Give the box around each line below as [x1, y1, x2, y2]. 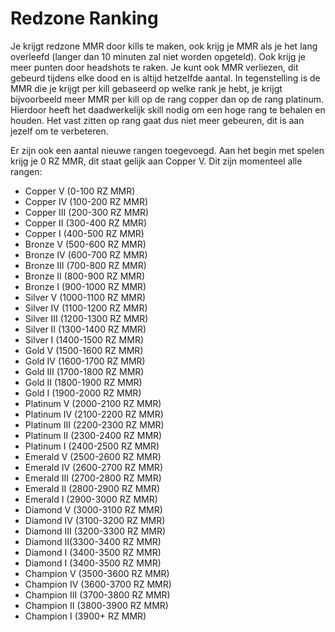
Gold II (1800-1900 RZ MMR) [24, 376, 143, 388]
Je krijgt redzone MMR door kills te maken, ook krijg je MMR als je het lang [10, 40, 318, 52]
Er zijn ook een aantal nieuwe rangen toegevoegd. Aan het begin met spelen [10, 144, 325, 156]
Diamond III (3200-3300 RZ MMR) [24, 525, 167, 537]
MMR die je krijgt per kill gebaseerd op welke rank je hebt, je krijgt [10, 82, 283, 94]
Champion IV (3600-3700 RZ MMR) [24, 578, 172, 590]
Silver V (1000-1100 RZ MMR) [24, 291, 147, 303]
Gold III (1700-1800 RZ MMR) [24, 365, 145, 377]
